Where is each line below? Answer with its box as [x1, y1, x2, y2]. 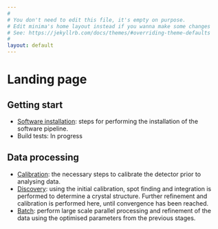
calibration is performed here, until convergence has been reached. [17, 199, 209, 207]
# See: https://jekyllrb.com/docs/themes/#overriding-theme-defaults [7, 29, 211, 36]
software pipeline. [17, 124, 69, 133]
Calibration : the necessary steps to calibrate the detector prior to [17, 170, 201, 178]
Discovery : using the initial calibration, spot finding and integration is [17, 184, 212, 193]
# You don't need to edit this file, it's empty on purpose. [7, 17, 186, 23]
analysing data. [17, 177, 61, 186]
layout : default [7, 42, 54, 49]
